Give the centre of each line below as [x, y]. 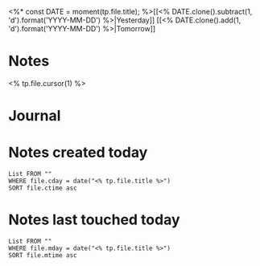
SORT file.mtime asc [43, 256]
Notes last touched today [94, 220]
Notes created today [78, 153]
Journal [35, 116]
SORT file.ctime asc [43, 188]
